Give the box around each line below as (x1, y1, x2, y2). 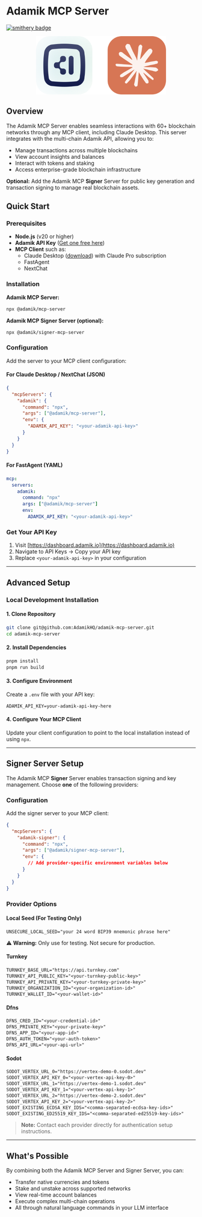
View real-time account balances (14, 1191, 97, 1198)
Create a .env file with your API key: (6, 691, 95, 698)
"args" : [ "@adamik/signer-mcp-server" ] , (22, 847, 125, 854)
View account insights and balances (14, 153, 105, 160)
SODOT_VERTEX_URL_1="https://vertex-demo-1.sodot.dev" (6, 1081, 147, 1087)
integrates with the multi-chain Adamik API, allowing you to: (6, 135, 155, 142)
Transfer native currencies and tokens (14, 1178, 109, 1186)
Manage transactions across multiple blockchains (14, 146, 138, 154)
